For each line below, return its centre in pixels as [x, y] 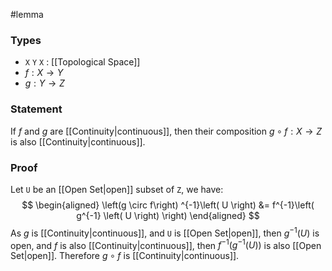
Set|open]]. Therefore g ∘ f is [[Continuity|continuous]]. [125, 256]
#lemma [27, 14]
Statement [36, 109]
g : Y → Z [44, 83]
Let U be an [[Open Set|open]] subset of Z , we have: [117, 189]
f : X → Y [44, 73]
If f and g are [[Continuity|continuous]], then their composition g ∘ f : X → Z [166, 131]
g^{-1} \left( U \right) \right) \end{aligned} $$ [168, 215]
